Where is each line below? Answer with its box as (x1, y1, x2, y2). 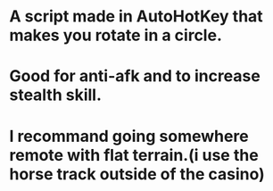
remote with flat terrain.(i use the (9, 145, 259, 165)
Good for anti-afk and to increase (9, 66, 261, 87)
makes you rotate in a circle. (9, 25, 223, 46)
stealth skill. (9, 85, 103, 105)
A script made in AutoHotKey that (9, 6, 263, 27)
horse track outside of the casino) (9, 163, 265, 184)
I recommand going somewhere (9, 126, 249, 146)
